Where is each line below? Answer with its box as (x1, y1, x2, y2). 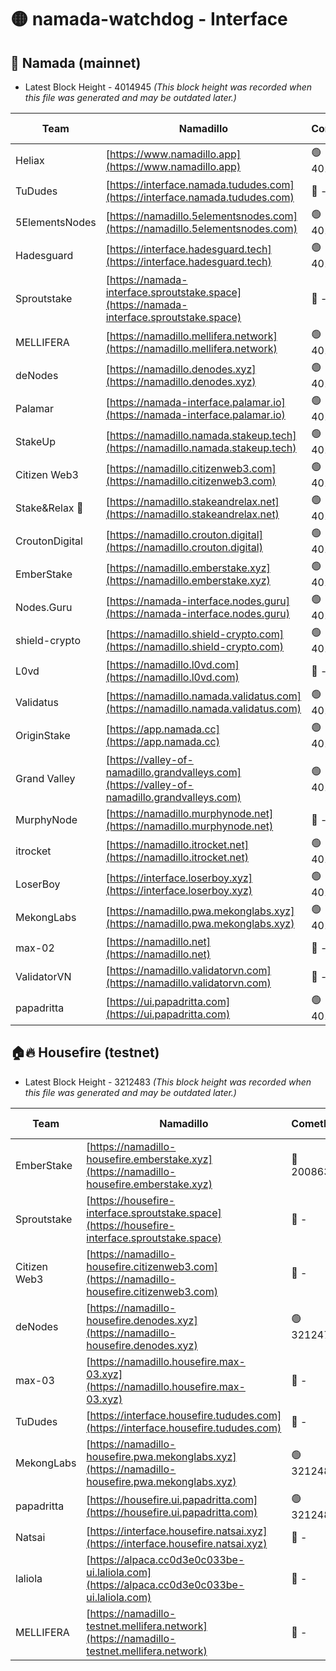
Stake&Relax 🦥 (15, 501, 84, 515)
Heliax (15, 153, 45, 167)
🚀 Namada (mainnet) (10, 54, 142, 71)
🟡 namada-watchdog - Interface (10, 8, 288, 31)
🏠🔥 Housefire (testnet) (10, 1044, 160, 1061)
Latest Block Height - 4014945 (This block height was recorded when (24, 81, 313, 93)
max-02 (15, 941, 55, 955)
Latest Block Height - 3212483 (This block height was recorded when (24, 1076, 312, 1088)
